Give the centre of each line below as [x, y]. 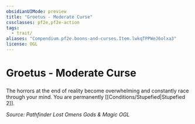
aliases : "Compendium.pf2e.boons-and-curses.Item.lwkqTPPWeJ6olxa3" [91, 39]
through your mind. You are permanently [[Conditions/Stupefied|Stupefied [96, 97]
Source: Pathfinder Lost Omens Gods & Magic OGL [68, 114]
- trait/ [22, 33]
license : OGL [22, 44]
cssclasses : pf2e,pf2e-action [43, 22]
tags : [13, 28]
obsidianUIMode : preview [36, 11]
